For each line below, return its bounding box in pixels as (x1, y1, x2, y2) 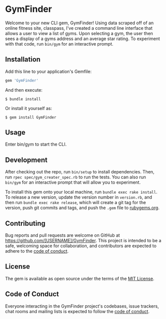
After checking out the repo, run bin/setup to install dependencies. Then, (5, 169, 155, 175)
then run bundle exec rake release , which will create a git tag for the (5, 200, 146, 206)
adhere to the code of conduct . (5, 248, 69, 254)
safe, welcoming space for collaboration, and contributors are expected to (5, 243, 157, 249)
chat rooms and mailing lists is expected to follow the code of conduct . (5, 308, 150, 314)
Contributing (5, 219, 46, 227)
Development (5, 156, 48, 164)
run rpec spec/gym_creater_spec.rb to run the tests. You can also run (5, 174, 146, 180)
